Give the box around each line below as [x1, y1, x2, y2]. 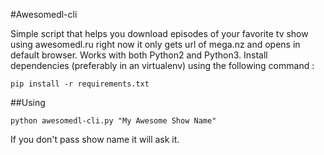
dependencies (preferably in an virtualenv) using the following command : [10, 60, 315, 71]
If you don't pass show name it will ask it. [10, 134, 180, 145]
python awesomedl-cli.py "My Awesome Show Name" [10, 116, 217, 126]
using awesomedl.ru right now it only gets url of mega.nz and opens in [10, 39, 301, 50]
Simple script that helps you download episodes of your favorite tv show [10, 28, 309, 39]
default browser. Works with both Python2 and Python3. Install [10, 49, 268, 61]
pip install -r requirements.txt [10, 79, 150, 89]
